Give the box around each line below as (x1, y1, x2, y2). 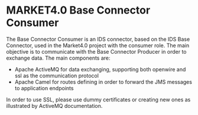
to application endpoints (14, 84, 74, 91)
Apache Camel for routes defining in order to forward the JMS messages (14, 78, 192, 86)
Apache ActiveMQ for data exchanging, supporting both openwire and (14, 65, 186, 73)
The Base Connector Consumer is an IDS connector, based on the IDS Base (6, 35, 190, 42)
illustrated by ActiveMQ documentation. (6, 102, 103, 109)
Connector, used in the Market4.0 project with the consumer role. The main (6, 42, 190, 49)
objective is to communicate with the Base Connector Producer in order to (6, 48, 187, 55)
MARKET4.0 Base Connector (6, 4, 151, 17)
